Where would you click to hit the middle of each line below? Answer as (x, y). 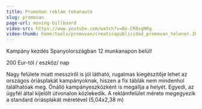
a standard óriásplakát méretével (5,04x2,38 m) (65, 100)
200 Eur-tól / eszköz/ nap (38, 63)
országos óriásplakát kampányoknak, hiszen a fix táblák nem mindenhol (95, 81)
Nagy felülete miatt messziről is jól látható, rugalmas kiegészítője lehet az (97, 74)
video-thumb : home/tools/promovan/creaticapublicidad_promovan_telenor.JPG (103, 34)
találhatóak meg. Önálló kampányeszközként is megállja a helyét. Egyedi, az (100, 87)
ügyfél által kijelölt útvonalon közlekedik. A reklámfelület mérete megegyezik (101, 93)
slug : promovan (25, 17)
